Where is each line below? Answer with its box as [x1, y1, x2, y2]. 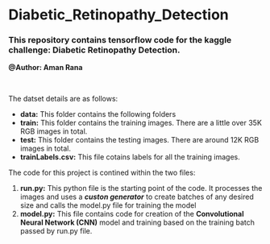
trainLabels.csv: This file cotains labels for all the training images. [19, 152, 240, 162]
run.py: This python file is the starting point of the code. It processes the [19, 184, 263, 193]
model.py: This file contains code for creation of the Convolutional [19, 209, 244, 219]
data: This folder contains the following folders [19, 110, 177, 119]
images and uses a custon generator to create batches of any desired [19, 192, 254, 202]
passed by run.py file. [19, 226, 93, 236]
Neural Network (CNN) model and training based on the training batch [19, 217, 255, 227]
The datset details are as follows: [8, 94, 118, 104]
